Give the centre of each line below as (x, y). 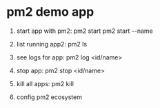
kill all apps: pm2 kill (45, 83)
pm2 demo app (50, 12)
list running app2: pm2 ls (52, 44)
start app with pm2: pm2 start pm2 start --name (84, 31)
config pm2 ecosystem (49, 97)
